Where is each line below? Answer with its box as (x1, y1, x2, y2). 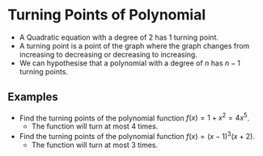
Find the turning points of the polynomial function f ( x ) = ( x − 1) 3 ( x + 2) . (19, 130, 256, 141)
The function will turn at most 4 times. (31, 121, 159, 131)
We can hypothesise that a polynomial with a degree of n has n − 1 (19, 58, 240, 68)
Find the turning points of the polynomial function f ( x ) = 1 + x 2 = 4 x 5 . (19, 112, 250, 123)
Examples (7, 91, 58, 104)
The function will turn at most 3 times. (31, 140, 159, 150)
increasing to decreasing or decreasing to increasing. (19, 49, 197, 59)
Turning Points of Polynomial (7, 6, 206, 24)
